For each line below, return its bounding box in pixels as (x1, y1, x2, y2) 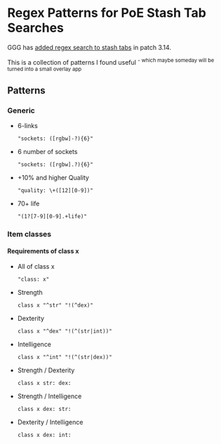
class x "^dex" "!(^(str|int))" (17, 328, 112, 335)
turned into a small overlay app (7, 65, 82, 72)
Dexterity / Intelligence (17, 418, 83, 426)
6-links (17, 122, 39, 130)
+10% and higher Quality (17, 174, 90, 182)
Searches (7, 20, 65, 36)
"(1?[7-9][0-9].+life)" (17, 213, 88, 220)
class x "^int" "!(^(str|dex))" (17, 354, 112, 361)
